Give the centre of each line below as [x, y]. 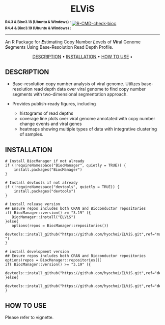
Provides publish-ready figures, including [54, 104]
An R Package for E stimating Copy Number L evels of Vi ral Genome [73, 42]
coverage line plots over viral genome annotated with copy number [87, 119]
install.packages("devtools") [45, 192]
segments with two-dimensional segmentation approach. [70, 94]
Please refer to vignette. [29, 318]
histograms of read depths [46, 113]
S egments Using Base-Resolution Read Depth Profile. [59, 47]
